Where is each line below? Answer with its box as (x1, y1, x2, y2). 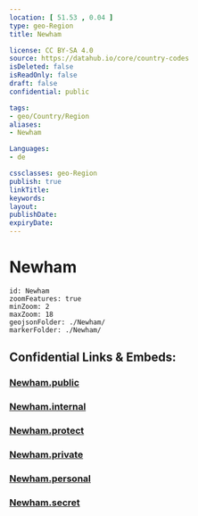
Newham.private (9, 448, 84, 461)
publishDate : (9, 211, 58, 220)
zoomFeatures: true (9, 294, 82, 304)
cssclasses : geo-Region (9, 169, 98, 178)
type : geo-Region (9, 21, 74, 30)
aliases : (9, 120, 42, 129)
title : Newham (9, 29, 62, 38)
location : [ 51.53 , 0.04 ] (9, 12, 114, 22)
